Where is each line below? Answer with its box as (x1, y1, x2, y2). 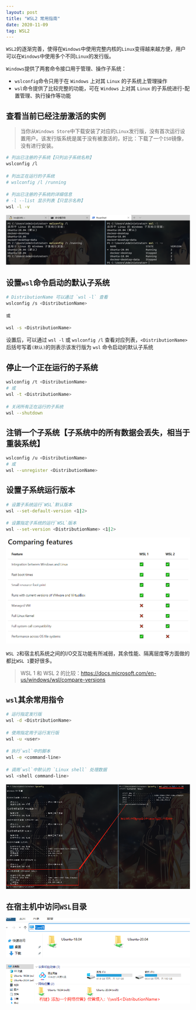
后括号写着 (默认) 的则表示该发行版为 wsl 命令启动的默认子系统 (6, 344, 153, 351)
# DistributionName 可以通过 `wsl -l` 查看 (6, 294, 108, 301)
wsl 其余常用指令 (6, 695, 64, 705)
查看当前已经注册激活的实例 (6, 111, 106, 121)
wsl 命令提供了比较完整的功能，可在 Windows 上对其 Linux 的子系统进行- (14, 85, 185, 92)
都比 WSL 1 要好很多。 (6, 657, 55, 664)
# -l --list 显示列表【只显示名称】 (6, 198, 86, 204)
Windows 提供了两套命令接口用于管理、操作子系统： (6, 65, 127, 73)
